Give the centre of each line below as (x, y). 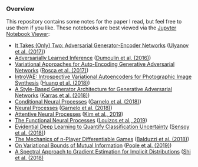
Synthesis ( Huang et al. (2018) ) (52, 83)
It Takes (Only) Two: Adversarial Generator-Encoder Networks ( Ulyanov (102, 45)
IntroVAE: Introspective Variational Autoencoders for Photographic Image (103, 77)
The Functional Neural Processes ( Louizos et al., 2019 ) (81, 121)
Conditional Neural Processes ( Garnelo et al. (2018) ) (78, 102)
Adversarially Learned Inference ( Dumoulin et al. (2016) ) (83, 58)
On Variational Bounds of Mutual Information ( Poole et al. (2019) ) (93, 145)
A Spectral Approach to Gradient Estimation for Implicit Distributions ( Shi (103, 152)
